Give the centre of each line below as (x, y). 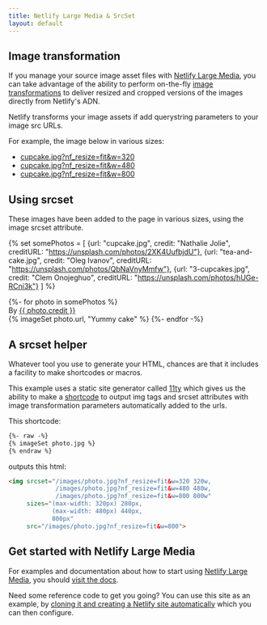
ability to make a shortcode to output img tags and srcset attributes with (128, 396)
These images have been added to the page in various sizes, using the (126, 219)
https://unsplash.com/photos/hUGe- (198, 278)
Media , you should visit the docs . (64, 580)
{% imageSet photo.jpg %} (52, 443)
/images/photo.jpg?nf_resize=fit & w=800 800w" (133, 496)
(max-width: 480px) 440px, (97, 511)
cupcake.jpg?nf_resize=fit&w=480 (77, 166)
